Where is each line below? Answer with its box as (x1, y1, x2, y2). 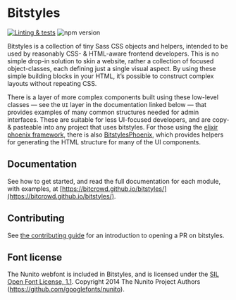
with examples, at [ (7, 185, 63, 193)
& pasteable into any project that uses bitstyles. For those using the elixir (7, 123, 218, 131)
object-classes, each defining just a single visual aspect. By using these (7, 64, 216, 73)
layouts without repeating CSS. (7, 79, 97, 87)
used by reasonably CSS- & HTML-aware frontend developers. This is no (7, 49, 220, 58)
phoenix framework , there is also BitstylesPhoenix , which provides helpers (7, 130, 224, 139)
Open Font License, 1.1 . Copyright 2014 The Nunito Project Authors (7, 277, 201, 286)
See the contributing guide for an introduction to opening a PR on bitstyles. (7, 231, 225, 239)
